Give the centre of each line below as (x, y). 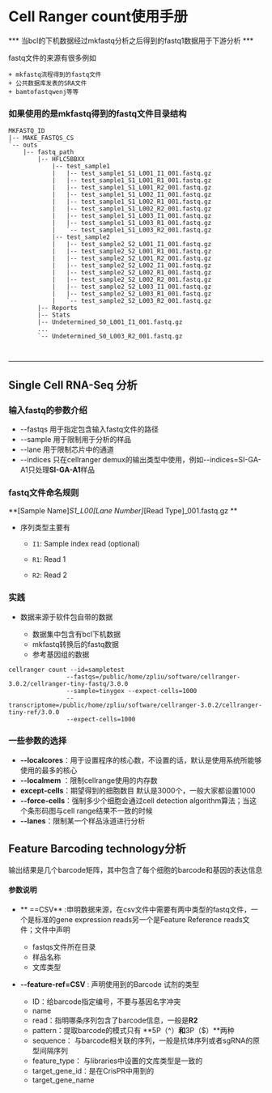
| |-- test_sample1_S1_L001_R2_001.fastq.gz (132, 188)
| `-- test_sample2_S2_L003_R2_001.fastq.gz (132, 301)
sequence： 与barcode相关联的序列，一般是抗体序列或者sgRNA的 (142, 1040)
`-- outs (23, 145)
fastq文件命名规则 (44, 492)
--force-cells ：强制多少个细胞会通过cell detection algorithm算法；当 (135, 800)
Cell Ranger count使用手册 (98, 17)
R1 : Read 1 (49, 559)
